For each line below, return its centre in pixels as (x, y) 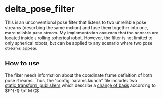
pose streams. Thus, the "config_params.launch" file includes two (71, 80)
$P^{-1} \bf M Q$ (22, 90)
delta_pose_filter (40, 9)
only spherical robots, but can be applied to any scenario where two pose (79, 43)
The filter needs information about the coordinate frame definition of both (79, 75)
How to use (22, 63)
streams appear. (21, 48)
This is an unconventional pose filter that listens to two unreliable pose (76, 22)
